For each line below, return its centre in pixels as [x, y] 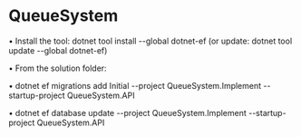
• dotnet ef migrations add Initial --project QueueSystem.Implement [135, 85]
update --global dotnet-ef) [58, 50]
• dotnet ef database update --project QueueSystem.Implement [127, 113]
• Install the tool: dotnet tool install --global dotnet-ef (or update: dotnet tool [150, 41]
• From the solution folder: [58, 68]
